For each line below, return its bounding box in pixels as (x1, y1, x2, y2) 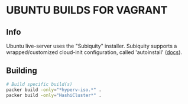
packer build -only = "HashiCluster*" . (6, 92, 102, 98)
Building (6, 66, 37, 76)
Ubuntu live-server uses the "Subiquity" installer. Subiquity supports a (6, 42, 177, 49)
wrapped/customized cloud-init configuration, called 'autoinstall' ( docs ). (6, 49, 182, 56)
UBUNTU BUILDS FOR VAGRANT (6, 4, 168, 17)
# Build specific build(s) (6, 81, 73, 87)
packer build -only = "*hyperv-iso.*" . (6, 86, 102, 93)
